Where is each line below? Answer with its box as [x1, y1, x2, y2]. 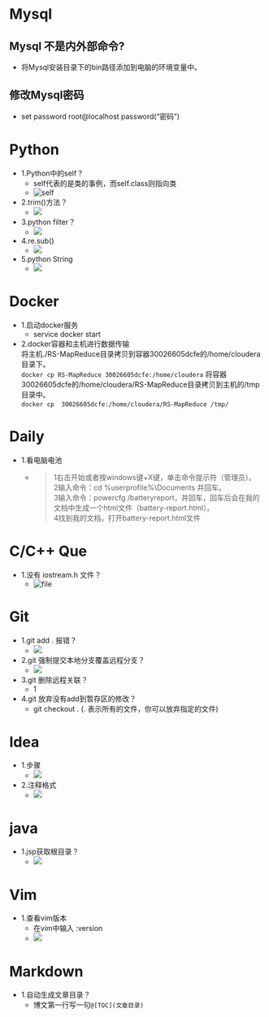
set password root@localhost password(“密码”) [20, 111, 180, 121]
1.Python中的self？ [20, 168, 85, 178]
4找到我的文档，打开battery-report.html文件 [53, 513, 202, 522]
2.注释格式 [20, 781, 57, 790]
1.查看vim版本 [20, 913, 67, 923]
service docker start [33, 329, 101, 339]
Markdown [9, 962, 84, 980]
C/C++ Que [9, 542, 88, 560]
